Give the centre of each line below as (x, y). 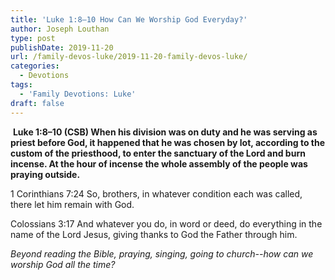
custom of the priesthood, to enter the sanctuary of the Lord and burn (158, 153)
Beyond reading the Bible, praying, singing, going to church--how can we (162, 253)
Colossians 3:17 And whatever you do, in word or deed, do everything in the (166, 223)
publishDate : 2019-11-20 (62, 47)
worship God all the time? (63, 264)
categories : (35, 66)
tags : (21, 85)
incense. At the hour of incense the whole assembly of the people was (159, 163)
